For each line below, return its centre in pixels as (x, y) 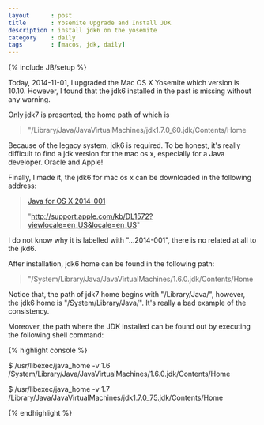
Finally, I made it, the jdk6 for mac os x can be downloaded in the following (130, 178)
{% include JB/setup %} (47, 67)
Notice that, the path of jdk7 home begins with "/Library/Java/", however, (127, 295)
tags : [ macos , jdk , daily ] (67, 45)
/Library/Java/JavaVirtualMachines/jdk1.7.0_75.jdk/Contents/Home (116, 398)
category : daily (42, 38)
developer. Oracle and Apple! (56, 162)
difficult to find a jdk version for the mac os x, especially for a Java (117, 154)
